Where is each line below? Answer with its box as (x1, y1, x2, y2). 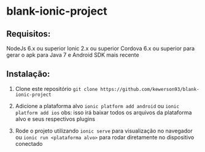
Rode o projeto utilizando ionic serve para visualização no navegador (15, 127, 193, 134)
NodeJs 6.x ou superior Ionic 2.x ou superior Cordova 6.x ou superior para (6, 45, 195, 52)
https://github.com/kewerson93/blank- (100, 86, 199, 92)
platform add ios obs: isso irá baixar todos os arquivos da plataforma (15, 109, 192, 116)
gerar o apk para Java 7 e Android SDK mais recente (6, 51, 139, 59)
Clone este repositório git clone (15, 85, 98, 92)
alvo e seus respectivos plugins (15, 115, 95, 123)
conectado (15, 140, 43, 147)
